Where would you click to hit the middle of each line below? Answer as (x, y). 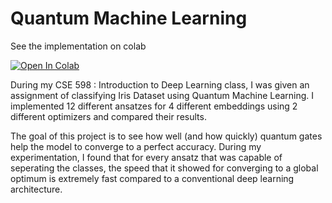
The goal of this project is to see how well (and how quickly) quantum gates (166, 136)
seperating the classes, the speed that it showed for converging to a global (164, 168)
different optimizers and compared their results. (108, 116)
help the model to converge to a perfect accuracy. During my (136, 146)
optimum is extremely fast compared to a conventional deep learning (152, 178)
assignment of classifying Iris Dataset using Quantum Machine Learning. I (162, 95)
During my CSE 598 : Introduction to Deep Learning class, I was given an (160, 84)
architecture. (36, 189)
